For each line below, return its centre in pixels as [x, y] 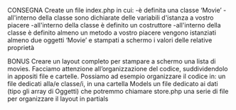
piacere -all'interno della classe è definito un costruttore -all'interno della [114, 25]
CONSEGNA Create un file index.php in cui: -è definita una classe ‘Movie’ [114, 10]
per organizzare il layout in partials [58, 99]
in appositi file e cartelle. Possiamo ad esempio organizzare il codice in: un [117, 76]
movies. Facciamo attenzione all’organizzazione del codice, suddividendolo [118, 69]
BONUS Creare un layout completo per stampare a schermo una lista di [112, 61]
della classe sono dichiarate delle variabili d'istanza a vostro [126, 18]
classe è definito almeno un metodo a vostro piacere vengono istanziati [112, 32]
